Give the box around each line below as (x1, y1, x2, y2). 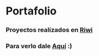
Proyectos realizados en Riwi (5, 26, 93, 34)
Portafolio (5, 4, 57, 18)
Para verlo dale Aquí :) (5, 42, 72, 51)
